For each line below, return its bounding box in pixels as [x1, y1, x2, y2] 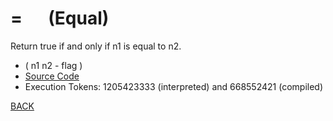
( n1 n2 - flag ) [24, 59, 83, 71]
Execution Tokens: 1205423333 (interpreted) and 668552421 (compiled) [24, 80, 324, 92]
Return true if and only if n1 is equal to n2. [10, 40, 182, 52]
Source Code [24, 70, 80, 82]
